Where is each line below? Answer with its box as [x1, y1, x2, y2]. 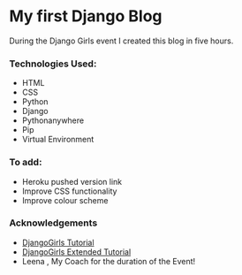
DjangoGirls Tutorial [21, 237, 95, 248]
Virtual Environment [21, 134, 95, 145]
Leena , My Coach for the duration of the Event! [21, 256, 196, 266]
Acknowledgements [9, 217, 98, 229]
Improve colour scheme [21, 195, 109, 205]
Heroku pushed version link [21, 176, 123, 187]
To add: [9, 157, 42, 169]
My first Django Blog [9, 6, 163, 27]
